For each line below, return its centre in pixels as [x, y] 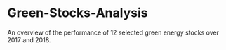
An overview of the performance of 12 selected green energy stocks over [113, 32]
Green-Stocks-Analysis [78, 13]
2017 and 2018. [29, 39]
